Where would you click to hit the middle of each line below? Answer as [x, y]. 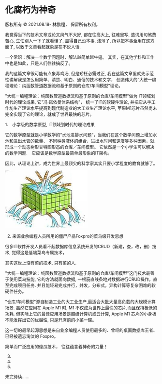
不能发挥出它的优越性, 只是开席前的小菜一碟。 [51, 320]
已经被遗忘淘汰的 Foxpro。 [32, 336]
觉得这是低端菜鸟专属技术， [39, 252]
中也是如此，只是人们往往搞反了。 [39, 63]
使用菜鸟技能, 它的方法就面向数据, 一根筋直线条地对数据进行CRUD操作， [81, 279]
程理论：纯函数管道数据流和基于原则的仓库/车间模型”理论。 [64, 85]
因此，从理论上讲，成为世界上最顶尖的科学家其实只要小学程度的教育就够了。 [81, 163]
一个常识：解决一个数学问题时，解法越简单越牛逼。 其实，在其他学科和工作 [80, 57]
